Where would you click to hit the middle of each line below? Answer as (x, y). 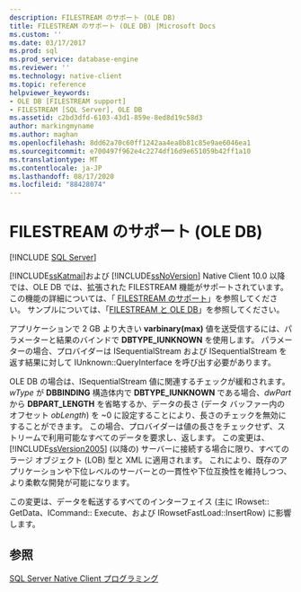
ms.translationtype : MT (54, 159)
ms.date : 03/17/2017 (48, 43)
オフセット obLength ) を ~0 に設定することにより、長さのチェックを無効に (148, 415)
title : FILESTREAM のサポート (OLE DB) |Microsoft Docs (113, 26)
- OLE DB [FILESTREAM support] (68, 101)
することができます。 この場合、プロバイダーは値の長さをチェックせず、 (143, 427)
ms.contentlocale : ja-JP (56, 168)
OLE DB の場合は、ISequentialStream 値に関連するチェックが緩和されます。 (150, 382)
